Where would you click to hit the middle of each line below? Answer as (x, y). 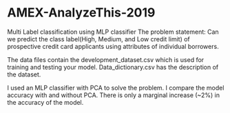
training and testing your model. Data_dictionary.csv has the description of (113, 67)
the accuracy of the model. (45, 102)
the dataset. (24, 74)
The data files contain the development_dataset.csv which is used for (106, 59)
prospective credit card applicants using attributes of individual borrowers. (113, 46)
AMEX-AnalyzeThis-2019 (81, 13)
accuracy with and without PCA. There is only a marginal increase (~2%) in (114, 95)
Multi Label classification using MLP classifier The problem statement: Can (113, 32)
